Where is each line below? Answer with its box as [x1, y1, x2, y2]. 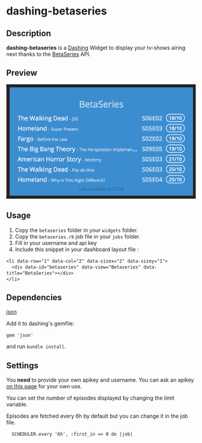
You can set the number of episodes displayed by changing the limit [6, 394, 175, 401]
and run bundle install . [6, 343, 66, 350]
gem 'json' [6, 332, 34, 338]
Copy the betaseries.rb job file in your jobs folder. [14, 233, 141, 240]
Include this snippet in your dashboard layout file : [14, 246, 139, 253]
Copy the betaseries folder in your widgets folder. [14, 226, 138, 234]
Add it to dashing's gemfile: [6, 320, 75, 327]
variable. [6, 401, 28, 408]
